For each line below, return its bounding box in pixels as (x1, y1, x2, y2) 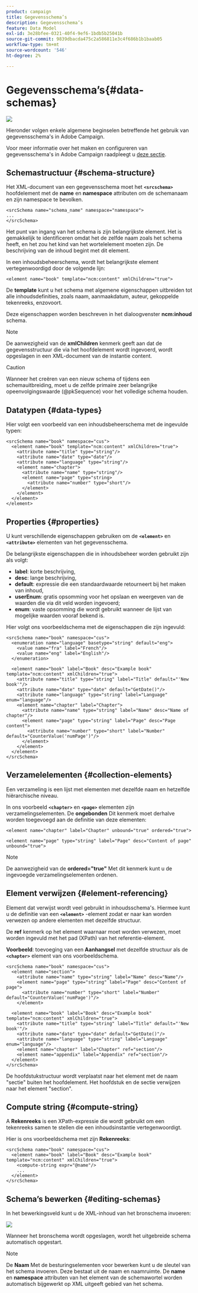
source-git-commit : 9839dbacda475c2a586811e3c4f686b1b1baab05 (6, 36, 163, 42)
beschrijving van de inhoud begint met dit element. (6, 247, 130, 254)
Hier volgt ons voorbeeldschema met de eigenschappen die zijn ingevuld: (6, 624, 186, 630)
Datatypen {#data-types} (6, 405, 102, 415)
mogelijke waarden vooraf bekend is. (14, 612, 105, 619)
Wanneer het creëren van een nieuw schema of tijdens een (6, 375, 150, 382)
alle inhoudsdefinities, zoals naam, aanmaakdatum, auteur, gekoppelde (6, 293, 179, 300)
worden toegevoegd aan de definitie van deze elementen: (6, 816, 147, 823)
